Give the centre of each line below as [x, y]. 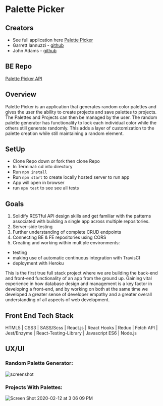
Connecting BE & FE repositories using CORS [59, 237]
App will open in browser [38, 183]
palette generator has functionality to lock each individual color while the [81, 122]
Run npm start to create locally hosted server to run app [71, 177]
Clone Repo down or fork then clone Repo [56, 161]
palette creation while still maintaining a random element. [65, 133]
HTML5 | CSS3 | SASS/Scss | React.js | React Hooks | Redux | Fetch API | [82, 328]
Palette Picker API [24, 79]
